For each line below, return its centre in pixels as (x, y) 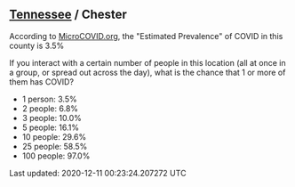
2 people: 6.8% (50, 108)
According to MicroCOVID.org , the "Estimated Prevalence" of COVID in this (146, 36)
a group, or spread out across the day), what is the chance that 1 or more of (147, 72)
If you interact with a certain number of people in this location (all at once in (147, 62)
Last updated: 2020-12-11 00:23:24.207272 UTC (98, 173)
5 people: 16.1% (51, 127)
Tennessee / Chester (68, 15)
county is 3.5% (37, 45)
